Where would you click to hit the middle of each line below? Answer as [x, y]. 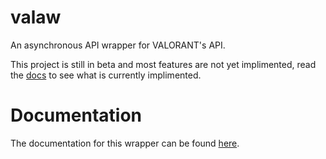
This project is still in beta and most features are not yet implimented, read [163, 64]
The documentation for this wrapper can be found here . [125, 143]
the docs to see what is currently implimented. [106, 75]
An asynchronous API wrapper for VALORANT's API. [118, 45]
